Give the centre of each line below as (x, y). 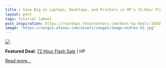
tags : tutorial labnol (28, 19)
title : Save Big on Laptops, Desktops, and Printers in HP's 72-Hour (79, 10)
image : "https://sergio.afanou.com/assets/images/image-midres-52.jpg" (80, 28)
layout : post (19, 14)
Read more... (18, 61)
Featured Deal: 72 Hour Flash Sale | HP (45, 51)
